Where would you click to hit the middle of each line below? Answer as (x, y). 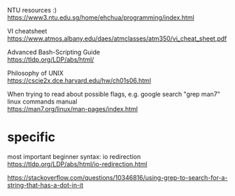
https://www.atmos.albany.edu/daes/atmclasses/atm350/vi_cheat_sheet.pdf (117, 38)
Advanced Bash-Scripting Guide (54, 52)
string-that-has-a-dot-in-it (45, 185)
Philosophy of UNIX (36, 73)
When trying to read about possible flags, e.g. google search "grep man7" (114, 94)
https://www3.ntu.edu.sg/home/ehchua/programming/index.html (101, 17)
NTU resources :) (32, 10)
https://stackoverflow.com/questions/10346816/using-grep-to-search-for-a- (117, 177)
